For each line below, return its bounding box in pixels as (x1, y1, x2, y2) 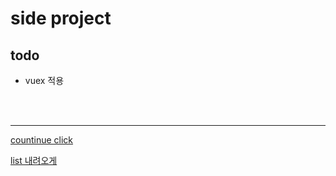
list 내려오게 (10, 155, 58, 166)
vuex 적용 (24, 75, 65, 86)
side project (10, 7, 112, 30)
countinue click (10, 134, 74, 146)
